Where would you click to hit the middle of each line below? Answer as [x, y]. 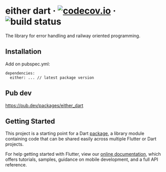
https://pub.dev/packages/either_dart [44, 105]
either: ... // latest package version [52, 78]
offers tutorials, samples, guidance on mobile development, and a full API [82, 159]
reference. [16, 165]
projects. [14, 144]
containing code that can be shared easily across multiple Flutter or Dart [81, 139]
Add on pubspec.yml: [28, 64]
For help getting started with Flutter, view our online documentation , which [83, 154]
